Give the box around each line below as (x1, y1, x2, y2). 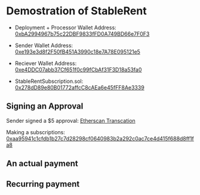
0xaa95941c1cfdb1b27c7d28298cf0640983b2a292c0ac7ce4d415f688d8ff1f (6, 135, 194, 142)
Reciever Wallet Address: (14, 60, 77, 67)
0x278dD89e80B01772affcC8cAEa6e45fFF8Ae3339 (14, 83, 144, 91)
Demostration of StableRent (6, 4, 147, 18)
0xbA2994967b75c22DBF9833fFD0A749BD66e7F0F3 (14, 30, 150, 37)
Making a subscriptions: (6, 128, 66, 135)
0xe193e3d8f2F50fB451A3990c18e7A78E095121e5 (14, 48, 140, 55)
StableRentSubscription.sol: (14, 78, 84, 85)
